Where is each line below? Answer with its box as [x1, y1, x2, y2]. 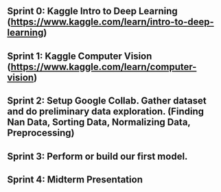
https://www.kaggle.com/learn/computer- [10, 61, 197, 73]
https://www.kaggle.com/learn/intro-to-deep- [10, 16, 214, 28]
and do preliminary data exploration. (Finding [7, 106, 205, 117]
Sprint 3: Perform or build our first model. [7, 150, 188, 162]
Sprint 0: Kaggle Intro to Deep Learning [7, 5, 178, 17]
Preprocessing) [7, 127, 75, 139]
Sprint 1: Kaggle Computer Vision [7, 50, 152, 62]
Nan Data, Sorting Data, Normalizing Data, [7, 117, 191, 128]
